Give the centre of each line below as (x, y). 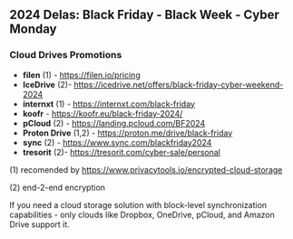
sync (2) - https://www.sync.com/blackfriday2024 (117, 142)
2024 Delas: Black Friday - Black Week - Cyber (144, 15)
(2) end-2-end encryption (58, 187)
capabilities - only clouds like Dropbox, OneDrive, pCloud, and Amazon (142, 214)
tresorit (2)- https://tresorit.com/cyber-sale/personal (121, 152)
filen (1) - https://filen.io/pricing (81, 75)
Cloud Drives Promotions (66, 55)
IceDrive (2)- (47, 85)
